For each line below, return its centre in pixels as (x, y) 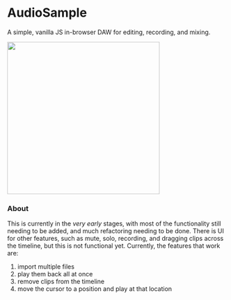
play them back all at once (55, 274)
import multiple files (46, 267)
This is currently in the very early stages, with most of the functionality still (114, 223)
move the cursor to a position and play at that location (95, 289)
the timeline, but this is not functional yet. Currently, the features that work (114, 246)
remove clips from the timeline (61, 282)
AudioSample (47, 13)
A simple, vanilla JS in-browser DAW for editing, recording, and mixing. (109, 32)
